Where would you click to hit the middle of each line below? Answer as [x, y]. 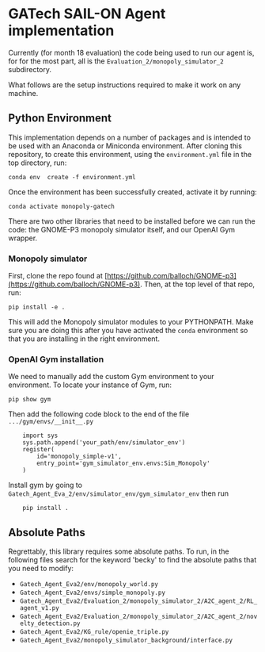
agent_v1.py [39, 608]
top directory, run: [38, 163]
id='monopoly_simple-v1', [79, 457]
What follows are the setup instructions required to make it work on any [125, 85]
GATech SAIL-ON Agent [87, 14]
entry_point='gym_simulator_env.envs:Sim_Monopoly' [124, 464]
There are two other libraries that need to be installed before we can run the [132, 221]
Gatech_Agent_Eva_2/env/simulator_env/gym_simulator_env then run [119, 493]
